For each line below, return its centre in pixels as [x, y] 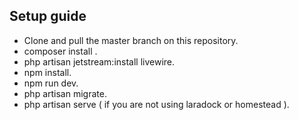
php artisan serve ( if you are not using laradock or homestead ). [156, 104]
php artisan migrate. [65, 93]
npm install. [47, 72]
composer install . [60, 51]
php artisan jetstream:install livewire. [99, 61]
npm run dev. [51, 83]
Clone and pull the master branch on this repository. [131, 40]
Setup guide [48, 16]
